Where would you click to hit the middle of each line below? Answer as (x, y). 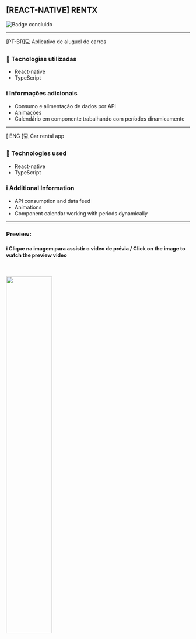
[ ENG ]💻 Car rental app (35, 136)
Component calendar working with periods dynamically (81, 213)
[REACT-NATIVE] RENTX (52, 10)
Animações (28, 113)
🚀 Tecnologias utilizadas (41, 59)
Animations (28, 207)
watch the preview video (36, 255)
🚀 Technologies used (36, 153)
